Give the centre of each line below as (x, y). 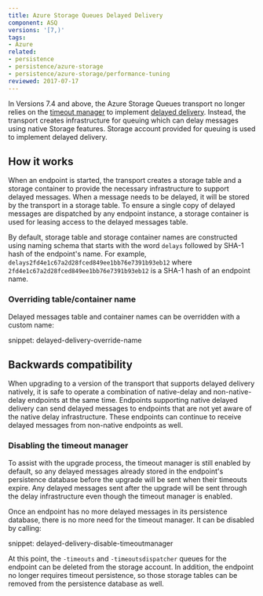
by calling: (25, 528)
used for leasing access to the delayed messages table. (98, 222)
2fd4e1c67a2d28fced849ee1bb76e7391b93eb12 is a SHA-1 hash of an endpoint (130, 271)
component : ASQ (33, 23)
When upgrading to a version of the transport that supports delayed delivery (131, 384)
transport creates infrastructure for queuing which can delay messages (124, 120)
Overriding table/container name (72, 299)
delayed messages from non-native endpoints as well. (95, 426)
